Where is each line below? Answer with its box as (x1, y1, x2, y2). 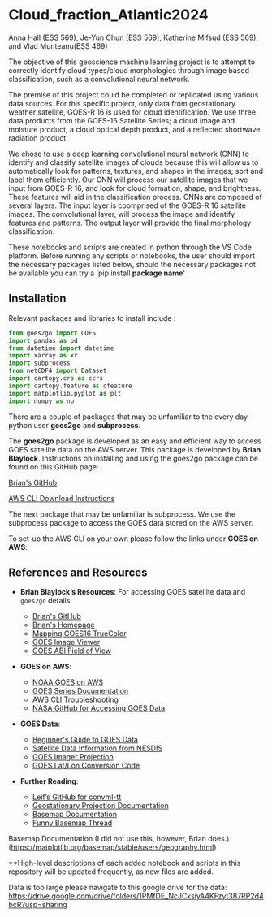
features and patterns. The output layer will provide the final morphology (8, 218, 252, 227)
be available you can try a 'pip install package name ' (8, 268, 185, 278)
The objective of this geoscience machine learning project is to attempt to (8, 57, 256, 67)
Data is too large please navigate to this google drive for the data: (8, 883, 227, 893)
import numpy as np (8, 396, 75, 405)
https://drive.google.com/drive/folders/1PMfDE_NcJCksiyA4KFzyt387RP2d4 (8, 891, 264, 901)
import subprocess (8, 359, 71, 367)
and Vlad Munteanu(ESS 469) (8, 41, 108, 50)
